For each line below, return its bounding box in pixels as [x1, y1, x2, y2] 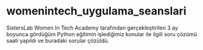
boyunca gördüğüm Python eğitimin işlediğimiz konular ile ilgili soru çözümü [6, 30, 198, 37]
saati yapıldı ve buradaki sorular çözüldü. [6, 37, 110, 44]
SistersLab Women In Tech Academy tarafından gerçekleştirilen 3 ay [6, 24, 179, 31]
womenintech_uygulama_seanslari [6, 4, 187, 18]
